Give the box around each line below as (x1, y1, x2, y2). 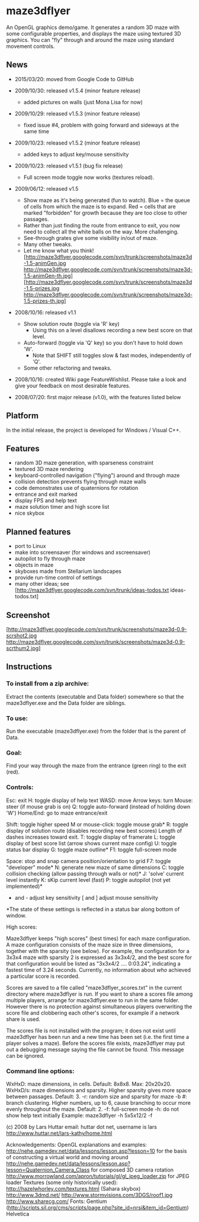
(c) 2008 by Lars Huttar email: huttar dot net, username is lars (6, 1123, 157, 1130)
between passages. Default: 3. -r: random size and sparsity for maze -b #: (6, 1093, 188, 1100)
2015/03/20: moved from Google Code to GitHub (14, 75, 134, 82)
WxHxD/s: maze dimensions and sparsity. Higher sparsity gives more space (6, 1086, 191, 1093)
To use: (6, 714, 28, 722)
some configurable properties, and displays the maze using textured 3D (6, 30, 182, 37)
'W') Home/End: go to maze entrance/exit (6, 809, 108, 816)
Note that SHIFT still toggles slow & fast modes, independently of (32, 351, 192, 359)
